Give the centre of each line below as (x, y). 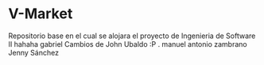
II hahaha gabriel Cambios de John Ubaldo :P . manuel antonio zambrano (128, 44)
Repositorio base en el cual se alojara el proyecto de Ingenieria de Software (132, 36)
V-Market (41, 14)
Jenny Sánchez (34, 52)
